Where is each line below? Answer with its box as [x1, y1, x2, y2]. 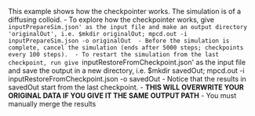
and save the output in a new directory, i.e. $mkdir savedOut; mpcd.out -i [8, 66, 245, 75]
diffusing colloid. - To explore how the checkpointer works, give [8, 15, 214, 24]
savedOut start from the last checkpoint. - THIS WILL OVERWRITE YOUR [8, 82, 245, 92]
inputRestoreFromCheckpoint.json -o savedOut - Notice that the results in [8, 74, 247, 83]
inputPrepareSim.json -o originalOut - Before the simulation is [8, 37, 230, 45]
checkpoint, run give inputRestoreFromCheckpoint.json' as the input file [8, 58, 246, 67]
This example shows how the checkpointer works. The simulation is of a [8, 7, 242, 16]
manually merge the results [8, 100, 97, 108]
